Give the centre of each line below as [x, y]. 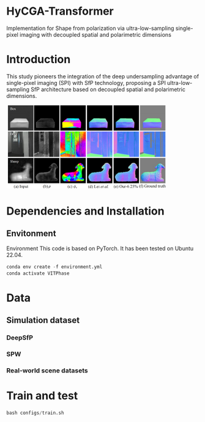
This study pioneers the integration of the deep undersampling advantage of [103, 76]
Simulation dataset [43, 320]
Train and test [42, 396]
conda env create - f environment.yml [54, 267]
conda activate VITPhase [38, 273]
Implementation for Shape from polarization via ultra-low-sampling [90, 28]
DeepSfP [20, 338]
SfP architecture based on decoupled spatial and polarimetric [108, 89]
